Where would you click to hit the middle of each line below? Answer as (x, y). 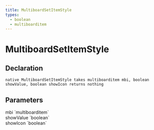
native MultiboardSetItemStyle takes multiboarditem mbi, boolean (77, 80)
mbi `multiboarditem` (27, 112)
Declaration (24, 68)
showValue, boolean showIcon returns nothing (54, 85)
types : (12, 15)
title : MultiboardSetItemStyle (39, 10)
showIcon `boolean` (26, 123)
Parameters (24, 100)
